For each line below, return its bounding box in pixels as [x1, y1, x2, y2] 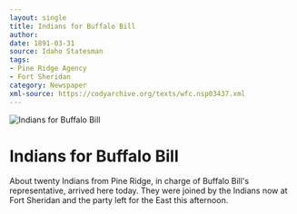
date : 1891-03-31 [9, 38, 75, 48]
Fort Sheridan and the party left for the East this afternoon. [9, 195, 229, 206]
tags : [9, 55, 30, 64]
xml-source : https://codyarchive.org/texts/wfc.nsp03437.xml [9, 89, 246, 98]
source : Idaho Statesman [9, 47, 104, 56]
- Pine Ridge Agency [9, 64, 88, 73]
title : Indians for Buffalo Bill [9, 22, 136, 31]
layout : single [9, 13, 67, 23]
